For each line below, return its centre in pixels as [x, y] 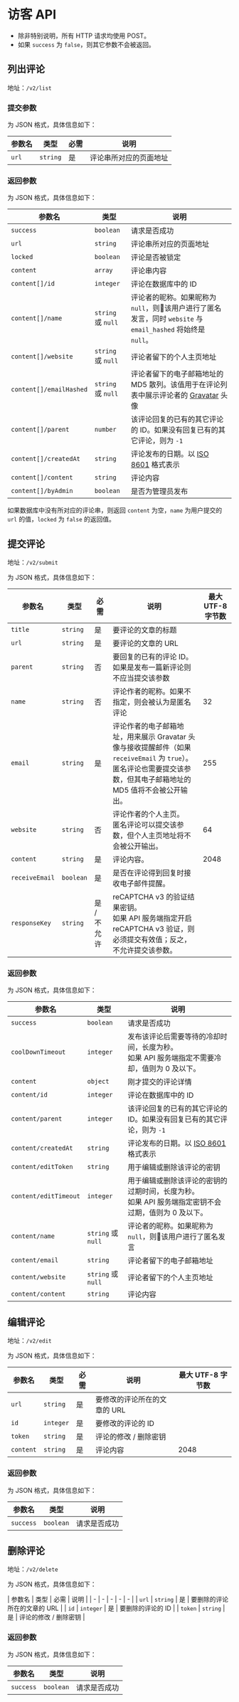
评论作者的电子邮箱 [145, 726]
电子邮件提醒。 [145, 884]
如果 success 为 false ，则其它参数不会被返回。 [86, 44]
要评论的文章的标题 [145, 630]
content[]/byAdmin [42, 491]
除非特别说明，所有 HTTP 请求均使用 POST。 [84, 36]
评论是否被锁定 [156, 258]
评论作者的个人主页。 [148, 814]
